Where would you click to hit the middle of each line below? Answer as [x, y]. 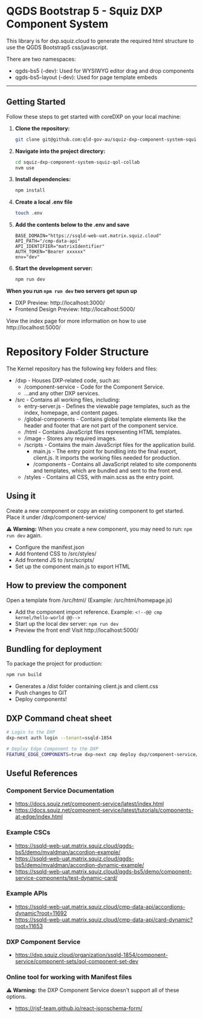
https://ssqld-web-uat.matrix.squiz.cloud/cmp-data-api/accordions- [100, 906]
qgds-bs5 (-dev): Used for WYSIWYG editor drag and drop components [105, 70]
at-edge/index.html [39, 817]
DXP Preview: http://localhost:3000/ [60, 303]
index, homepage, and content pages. [71, 412]
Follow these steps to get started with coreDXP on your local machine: [94, 116]
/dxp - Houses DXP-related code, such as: [68, 380]
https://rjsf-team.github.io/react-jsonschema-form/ [79, 1008]
